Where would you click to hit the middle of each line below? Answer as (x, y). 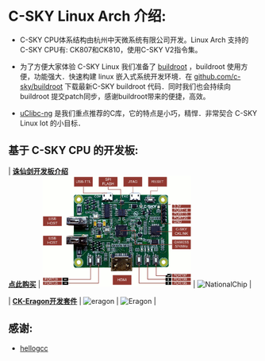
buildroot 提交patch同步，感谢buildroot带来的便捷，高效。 (115, 96)
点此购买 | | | (130, 284)
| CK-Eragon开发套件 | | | (82, 301)
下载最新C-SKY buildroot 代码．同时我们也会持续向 (148, 86)
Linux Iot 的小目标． (52, 123)
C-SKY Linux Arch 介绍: (87, 16)
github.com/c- (217, 76)
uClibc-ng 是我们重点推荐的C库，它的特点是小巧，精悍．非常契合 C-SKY (138, 113)
